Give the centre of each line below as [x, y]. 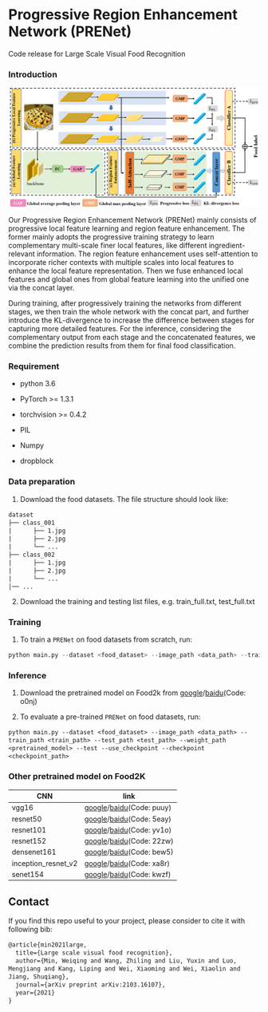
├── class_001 [32, 523]
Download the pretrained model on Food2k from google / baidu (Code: [133, 693]
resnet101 [29, 830]
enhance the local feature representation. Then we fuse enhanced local [126, 271]
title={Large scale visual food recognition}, [94, 953]
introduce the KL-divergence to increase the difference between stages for [132, 320]
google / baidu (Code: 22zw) [129, 841]
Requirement [34, 366]
